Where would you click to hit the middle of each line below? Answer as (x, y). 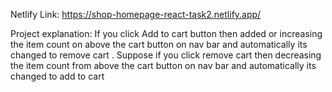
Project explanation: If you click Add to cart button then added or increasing (166, 33)
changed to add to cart (57, 76)
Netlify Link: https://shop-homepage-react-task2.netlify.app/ (136, 14)
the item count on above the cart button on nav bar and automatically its (159, 44)
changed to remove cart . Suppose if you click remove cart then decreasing (166, 55)
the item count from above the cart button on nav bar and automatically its (163, 65)
